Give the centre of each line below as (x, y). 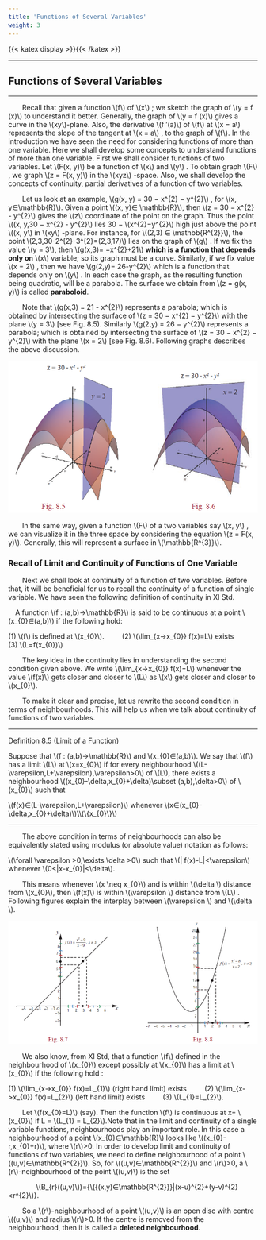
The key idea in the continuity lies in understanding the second (125, 660)
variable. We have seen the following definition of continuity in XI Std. (122, 597)
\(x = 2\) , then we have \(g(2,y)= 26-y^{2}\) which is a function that (119, 267)
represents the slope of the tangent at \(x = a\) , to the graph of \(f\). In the (129, 133)
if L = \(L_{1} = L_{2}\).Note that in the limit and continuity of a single (146, 1121)
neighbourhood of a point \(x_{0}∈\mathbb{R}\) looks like (103, 1138)
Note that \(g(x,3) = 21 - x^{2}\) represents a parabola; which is (125, 307)
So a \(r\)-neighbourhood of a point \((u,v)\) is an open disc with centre (139, 1211)
